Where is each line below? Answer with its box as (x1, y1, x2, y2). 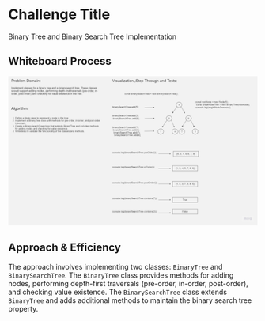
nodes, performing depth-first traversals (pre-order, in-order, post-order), (8, 278, 249, 288)
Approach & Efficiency (8, 241, 121, 255)
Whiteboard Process (8, 55, 112, 68)
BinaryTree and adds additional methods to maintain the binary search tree (8, 295, 252, 305)
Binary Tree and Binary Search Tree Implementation (8, 32, 177, 41)
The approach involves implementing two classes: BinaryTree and (8, 262, 223, 271)
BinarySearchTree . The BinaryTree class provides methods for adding (8, 270, 234, 280)
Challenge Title (8, 6, 111, 24)
